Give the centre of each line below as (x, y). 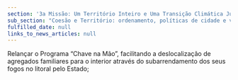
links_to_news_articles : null (52, 34)
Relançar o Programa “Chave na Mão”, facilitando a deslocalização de (109, 54)
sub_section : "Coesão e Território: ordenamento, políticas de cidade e (117, 21)
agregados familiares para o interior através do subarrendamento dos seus (117, 62)
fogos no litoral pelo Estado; (49, 69)
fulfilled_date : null (39, 27)
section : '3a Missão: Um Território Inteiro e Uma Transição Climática (115, 14)
